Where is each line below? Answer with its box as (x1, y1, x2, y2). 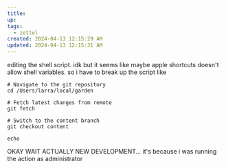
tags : (7, 23, 23, 29)
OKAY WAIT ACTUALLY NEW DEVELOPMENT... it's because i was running (7, 147, 217, 155)
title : (7, 10, 26, 17)
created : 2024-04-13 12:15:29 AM (7, 36, 103, 43)
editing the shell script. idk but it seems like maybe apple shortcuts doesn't (7, 61, 219, 69)
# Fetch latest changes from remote (7, 99, 112, 106)
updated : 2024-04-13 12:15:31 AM (7, 42, 103, 49)
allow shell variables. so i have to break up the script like (7, 68, 167, 76)
